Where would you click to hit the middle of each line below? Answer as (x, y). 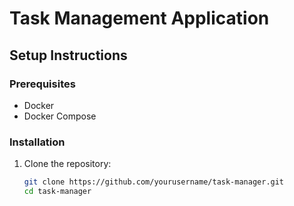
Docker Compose (60, 116)
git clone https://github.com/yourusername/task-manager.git (154, 182)
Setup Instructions (68, 55)
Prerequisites (42, 84)
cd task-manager (57, 192)
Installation (37, 142)
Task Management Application (139, 18)
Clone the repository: (67, 164)
